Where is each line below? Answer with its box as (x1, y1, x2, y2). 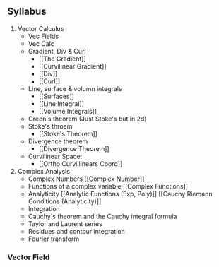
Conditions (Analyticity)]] (28, 197, 102, 206)
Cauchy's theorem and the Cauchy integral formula (28, 212, 177, 220)
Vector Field (7, 252, 50, 262)
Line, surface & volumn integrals (28, 84, 122, 93)
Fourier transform (28, 235, 80, 243)
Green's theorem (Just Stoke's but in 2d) (28, 114, 147, 123)
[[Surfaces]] (38, 92, 74, 100)
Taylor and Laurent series (28, 219, 102, 228)
